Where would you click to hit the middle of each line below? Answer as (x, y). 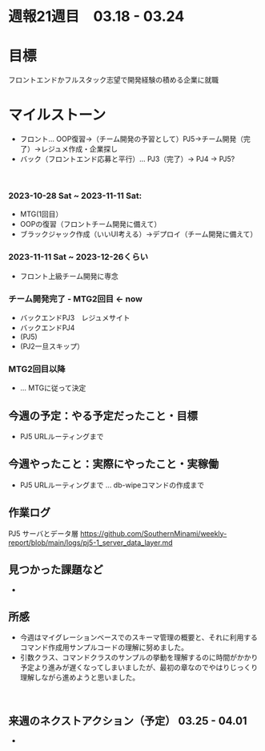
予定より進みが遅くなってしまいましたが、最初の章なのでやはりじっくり (139, 668)
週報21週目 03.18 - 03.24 (96, 16)
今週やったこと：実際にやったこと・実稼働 (113, 464)
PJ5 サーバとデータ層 (43, 533)
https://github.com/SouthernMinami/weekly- (153, 533)
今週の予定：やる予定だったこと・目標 (103, 416)
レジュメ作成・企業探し (80, 149)
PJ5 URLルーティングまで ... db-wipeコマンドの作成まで (112, 485)
